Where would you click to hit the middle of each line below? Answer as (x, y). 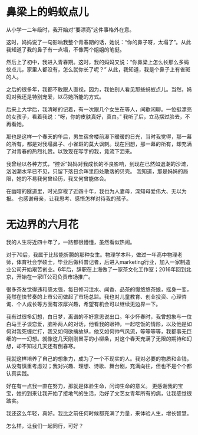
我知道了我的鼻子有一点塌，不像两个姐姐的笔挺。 (65, 49)
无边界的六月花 (42, 225)
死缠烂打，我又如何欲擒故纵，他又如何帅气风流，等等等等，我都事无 (104, 331)
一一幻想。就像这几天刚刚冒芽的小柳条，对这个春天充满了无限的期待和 (101, 338)
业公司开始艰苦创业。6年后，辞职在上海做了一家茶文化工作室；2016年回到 (96, 269)
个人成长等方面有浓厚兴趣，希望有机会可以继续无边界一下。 (88, 304)
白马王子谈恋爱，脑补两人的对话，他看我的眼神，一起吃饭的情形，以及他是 (96, 324)
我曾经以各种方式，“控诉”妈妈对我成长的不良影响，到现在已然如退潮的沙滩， (99, 163)
